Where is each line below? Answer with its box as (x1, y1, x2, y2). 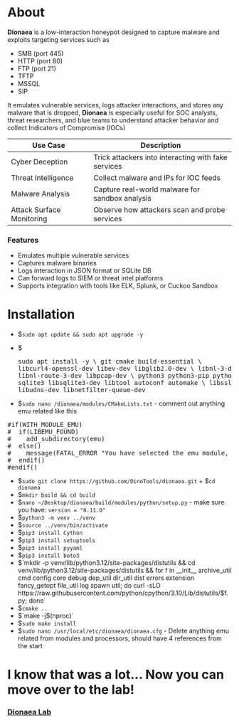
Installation (7, 307, 75, 322)
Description (140, 140, 181, 150)
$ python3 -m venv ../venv (17, 513, 96, 522)
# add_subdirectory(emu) (7, 435, 105, 443)
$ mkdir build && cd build (17, 490, 96, 499)
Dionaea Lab (7, 707, 52, 717)
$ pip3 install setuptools (17, 536, 96, 544)
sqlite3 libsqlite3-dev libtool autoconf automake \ (17, 379, 206, 387)
